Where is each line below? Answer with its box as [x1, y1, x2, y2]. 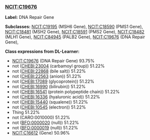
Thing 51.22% [12, 109, 40, 115]
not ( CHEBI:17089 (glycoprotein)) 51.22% [12, 78, 95, 84]
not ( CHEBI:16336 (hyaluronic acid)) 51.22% [12, 94, 100, 100]
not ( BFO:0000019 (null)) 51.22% [12, 125, 79, 131]
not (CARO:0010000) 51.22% [12, 115, 70, 121]
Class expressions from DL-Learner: [5, 48, 80, 54]
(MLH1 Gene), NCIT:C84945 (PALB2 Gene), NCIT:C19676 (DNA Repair [5, 34, 146, 40]
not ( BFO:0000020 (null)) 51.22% [12, 120, 79, 125]
